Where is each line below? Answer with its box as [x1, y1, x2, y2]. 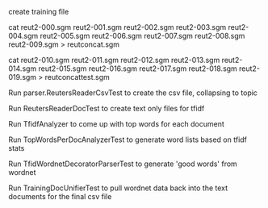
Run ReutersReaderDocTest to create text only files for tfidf [8, 104, 205, 113]
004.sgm [8, 31, 39, 40]
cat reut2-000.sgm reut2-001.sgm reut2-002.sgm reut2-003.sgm [8, 23, 227, 31]
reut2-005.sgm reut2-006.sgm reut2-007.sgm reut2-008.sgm [40, 31, 245, 40]
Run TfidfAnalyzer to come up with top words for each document [8, 119, 224, 128]
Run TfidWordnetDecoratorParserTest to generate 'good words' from [8, 159, 238, 168]
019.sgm [8, 73, 37, 81]
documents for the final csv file [8, 192, 112, 201]
